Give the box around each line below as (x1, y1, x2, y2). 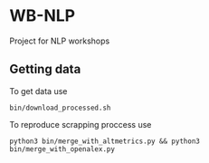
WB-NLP (9, 5, 75, 26)
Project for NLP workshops (9, 35, 110, 46)
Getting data (9, 62, 81, 77)
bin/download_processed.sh (9, 103, 111, 112)
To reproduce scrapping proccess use (9, 119, 152, 129)
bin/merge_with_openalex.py (9, 144, 116, 154)
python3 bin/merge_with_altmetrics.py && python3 (9, 137, 201, 146)
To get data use (9, 85, 68, 96)
